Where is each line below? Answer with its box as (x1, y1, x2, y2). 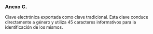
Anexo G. (5, 3, 28, 10)
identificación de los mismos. (5, 24, 63, 30)
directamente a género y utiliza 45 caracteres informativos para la (5, 19, 136, 25)
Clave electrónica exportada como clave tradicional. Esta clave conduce (5, 14, 149, 20)
